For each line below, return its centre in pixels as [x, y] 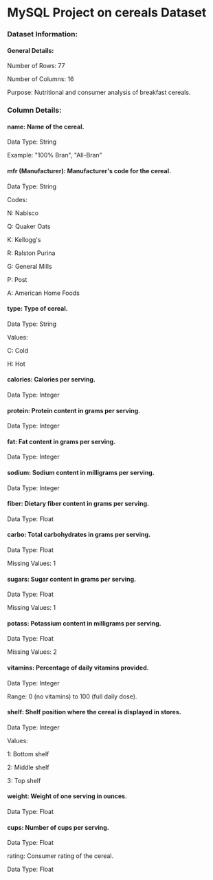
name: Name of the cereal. [46, 126]
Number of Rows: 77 [36, 66]
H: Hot [16, 364]
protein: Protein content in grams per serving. [74, 410]
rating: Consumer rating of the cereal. [60, 856]
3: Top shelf [24, 780]
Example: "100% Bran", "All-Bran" [55, 155]
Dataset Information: [42, 34]
